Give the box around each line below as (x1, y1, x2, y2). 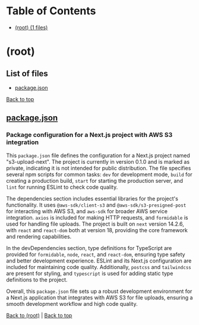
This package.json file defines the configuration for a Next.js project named (6, 152, 190, 159)
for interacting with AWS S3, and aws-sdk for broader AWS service (6, 207, 168, 215)
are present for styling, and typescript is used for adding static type (6, 270, 173, 277)
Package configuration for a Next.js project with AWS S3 (6, 131, 173, 139)
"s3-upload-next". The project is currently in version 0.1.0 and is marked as (6, 158, 190, 165)
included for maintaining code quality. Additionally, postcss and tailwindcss (6, 263, 191, 270)
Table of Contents (6, 4, 96, 18)
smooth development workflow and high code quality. (6, 300, 138, 307)
